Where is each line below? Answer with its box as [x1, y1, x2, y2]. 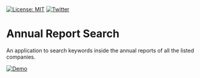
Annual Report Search [6, 27, 120, 41]
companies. [6, 53, 36, 60]
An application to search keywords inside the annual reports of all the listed [6, 47, 195, 54]
